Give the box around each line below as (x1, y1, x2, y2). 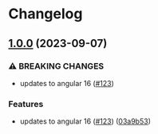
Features (8, 98, 44, 109)
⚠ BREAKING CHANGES (8, 61, 105, 72)
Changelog (8, 5, 83, 23)
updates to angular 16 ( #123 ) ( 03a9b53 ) (19, 116, 152, 126)
